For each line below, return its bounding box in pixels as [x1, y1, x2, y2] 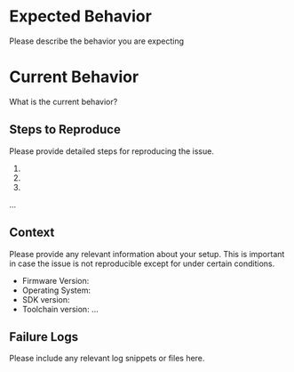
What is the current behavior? [9, 96, 118, 107]
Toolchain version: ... [21, 303, 99, 314]
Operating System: [21, 285, 91, 295]
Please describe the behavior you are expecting [9, 36, 185, 46]
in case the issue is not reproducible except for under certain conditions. [9, 258, 275, 269]
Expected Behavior [9, 6, 153, 27]
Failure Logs [9, 329, 78, 344]
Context [9, 225, 55, 240]
